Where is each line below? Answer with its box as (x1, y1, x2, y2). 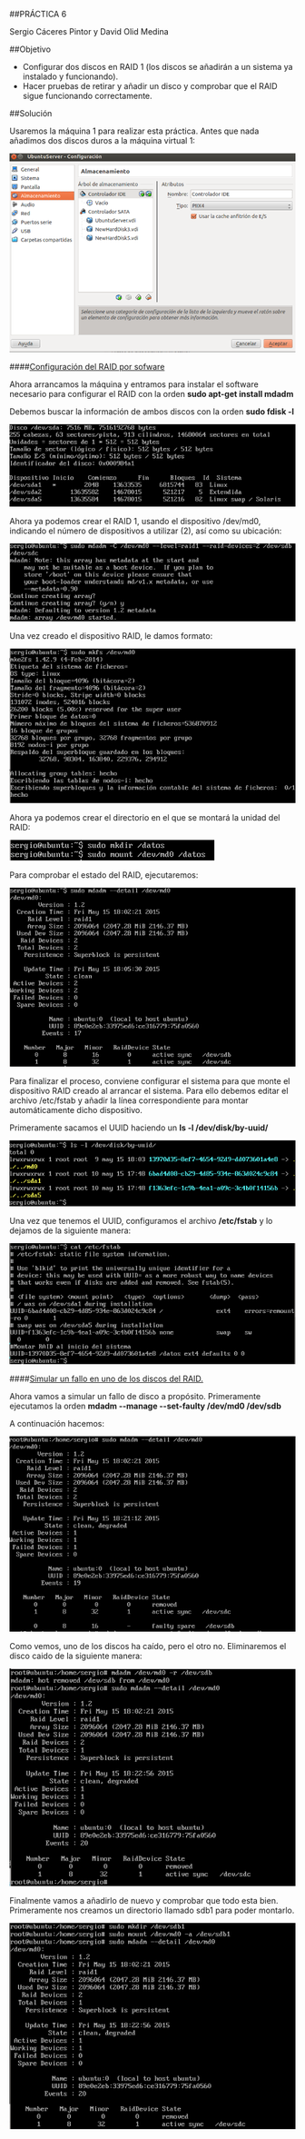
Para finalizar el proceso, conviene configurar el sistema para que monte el (9, 1076, 290, 1087)
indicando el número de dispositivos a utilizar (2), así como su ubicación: (9, 525, 282, 536)
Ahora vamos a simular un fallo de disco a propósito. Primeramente (9, 1391, 261, 1402)
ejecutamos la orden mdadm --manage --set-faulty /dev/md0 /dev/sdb (9, 1400, 281, 1412)
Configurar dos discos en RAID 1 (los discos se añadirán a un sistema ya (22, 62, 293, 72)
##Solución (9, 108, 53, 118)
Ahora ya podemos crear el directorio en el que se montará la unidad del (9, 811, 280, 822)
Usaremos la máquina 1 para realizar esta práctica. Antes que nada (9, 125, 260, 136)
